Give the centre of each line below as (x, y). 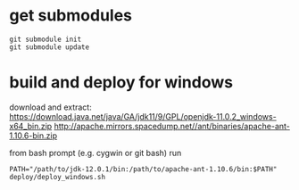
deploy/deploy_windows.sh (57, 177)
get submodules (71, 16)
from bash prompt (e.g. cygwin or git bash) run (96, 153)
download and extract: (50, 107)
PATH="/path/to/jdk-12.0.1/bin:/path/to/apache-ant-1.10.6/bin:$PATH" (143, 169)
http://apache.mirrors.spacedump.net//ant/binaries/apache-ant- (172, 126)
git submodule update (50, 47)
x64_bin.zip (31, 126)
